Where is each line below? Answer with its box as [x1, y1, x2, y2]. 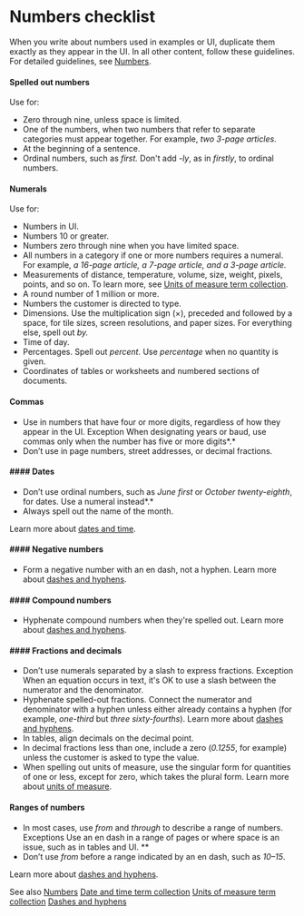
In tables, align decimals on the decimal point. [22, 733, 194, 744]
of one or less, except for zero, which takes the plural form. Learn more [22, 772, 289, 783]
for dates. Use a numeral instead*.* [22, 496, 154, 507]
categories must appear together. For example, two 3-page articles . [22, 133, 277, 144]
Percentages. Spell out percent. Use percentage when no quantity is [22, 347, 279, 358]
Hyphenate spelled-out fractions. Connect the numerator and [22, 694, 252, 705]
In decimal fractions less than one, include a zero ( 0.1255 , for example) [22, 743, 288, 753]
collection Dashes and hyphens [9, 896, 127, 907]
